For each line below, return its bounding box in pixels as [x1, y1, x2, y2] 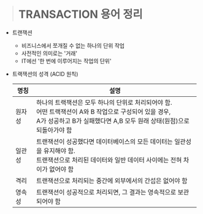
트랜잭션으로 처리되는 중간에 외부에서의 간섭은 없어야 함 [36, 176, 188, 185]
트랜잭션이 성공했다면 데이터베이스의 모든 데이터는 [36, 137, 173, 146]
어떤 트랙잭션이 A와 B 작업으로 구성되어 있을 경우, [36, 107, 171, 116]
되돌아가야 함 [36, 126, 72, 134]
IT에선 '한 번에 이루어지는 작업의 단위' [21, 57, 112, 64]
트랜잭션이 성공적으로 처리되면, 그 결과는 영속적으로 [36, 188, 177, 196]
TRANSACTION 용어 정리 [18, 7, 143, 21]
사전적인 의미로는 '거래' [21, 49, 78, 57]
